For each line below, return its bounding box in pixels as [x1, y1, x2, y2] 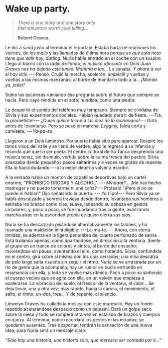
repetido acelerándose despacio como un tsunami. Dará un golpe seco [5, 306, 152, 312]
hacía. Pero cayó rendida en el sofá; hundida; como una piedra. [5, 97, 136, 103]
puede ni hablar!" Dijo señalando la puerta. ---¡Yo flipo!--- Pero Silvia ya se [5, 190, 160, 196]
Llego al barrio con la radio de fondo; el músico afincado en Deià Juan [5, 60, 151, 66]
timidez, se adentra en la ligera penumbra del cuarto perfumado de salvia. [5, 232, 158, 238]
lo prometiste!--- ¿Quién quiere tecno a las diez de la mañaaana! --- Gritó [5, 117, 157, 123]
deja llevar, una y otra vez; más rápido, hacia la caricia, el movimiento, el [5, 285, 154, 292]
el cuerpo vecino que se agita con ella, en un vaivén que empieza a [5, 275, 144, 281]
